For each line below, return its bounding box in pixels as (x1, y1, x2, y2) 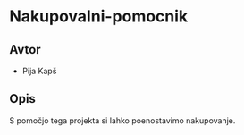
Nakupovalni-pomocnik (9, 6, 189, 27)
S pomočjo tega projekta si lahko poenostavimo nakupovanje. (9, 114, 236, 126)
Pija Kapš (21, 65, 57, 76)
